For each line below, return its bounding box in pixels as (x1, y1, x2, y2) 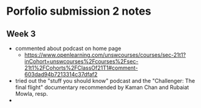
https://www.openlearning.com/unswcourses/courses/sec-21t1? (24, 51, 186, 59)
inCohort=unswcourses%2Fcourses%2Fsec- (24, 58, 139, 65)
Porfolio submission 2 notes (6, 4, 152, 18)
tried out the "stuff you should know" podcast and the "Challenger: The (15, 77, 196, 84)
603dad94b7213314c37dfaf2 (24, 71, 98, 77)
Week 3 (6, 29, 36, 39)
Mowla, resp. (15, 90, 48, 97)
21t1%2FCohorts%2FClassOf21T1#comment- (24, 64, 139, 71)
